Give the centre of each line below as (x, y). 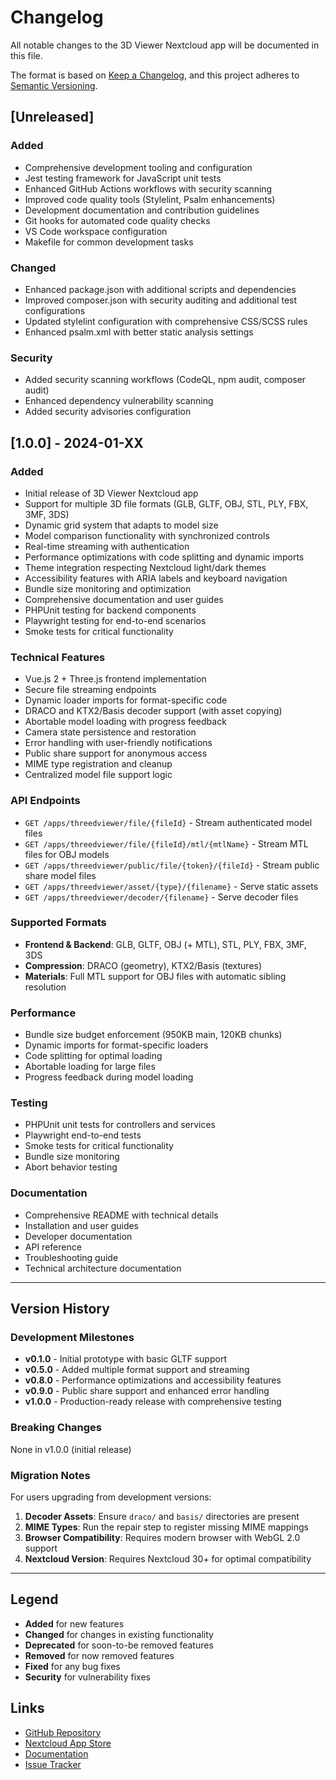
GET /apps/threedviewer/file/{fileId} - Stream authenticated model (168, 822)
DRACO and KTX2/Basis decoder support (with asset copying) (153, 711)
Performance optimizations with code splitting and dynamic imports (164, 557)
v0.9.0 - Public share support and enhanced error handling (147, 1391)
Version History (60, 1309)
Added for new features (74, 1623)
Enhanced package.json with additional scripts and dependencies (160, 289)
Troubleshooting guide (71, 1257)
